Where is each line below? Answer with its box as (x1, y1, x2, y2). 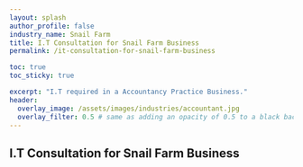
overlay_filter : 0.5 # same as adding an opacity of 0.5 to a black (17, 112, 280, 121)
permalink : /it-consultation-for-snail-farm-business (9, 47, 216, 56)
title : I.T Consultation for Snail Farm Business (9, 38, 200, 48)
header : (9, 95, 39, 104)
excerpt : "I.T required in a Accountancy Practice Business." (9, 87, 248, 96)
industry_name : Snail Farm (9, 30, 111, 39)
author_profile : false (9, 22, 95, 31)
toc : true (9, 63, 47, 72)
